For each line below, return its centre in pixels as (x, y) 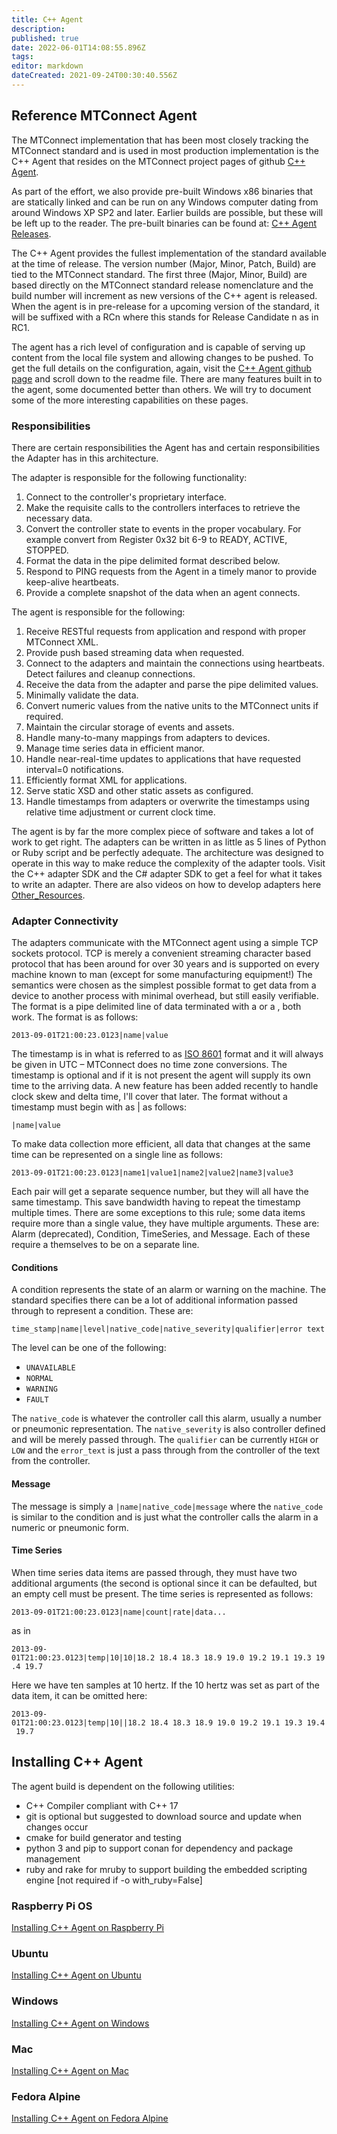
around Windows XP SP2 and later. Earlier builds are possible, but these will (167, 212)
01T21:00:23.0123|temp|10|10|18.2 (83, 1657)
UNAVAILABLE (50, 1368)
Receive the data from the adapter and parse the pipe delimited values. (172, 684)
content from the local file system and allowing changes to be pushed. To (162, 357)
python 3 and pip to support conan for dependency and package (159, 1848)
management (53, 1858)
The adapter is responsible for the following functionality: (129, 477)
